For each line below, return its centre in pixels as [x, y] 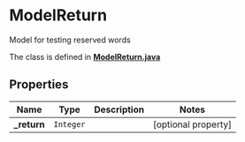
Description [119, 109]
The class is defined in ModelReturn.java [85, 56]
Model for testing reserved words [70, 40]
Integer [69, 124]
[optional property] [192, 124]
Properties [39, 85]
